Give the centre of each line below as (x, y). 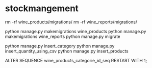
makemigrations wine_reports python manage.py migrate (63, 36)
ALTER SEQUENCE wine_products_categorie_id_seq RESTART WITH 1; (76, 60)
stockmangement (42, 8)
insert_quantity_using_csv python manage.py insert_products (67, 51)
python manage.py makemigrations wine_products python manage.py (76, 31)
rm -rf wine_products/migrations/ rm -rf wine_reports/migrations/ (71, 22)
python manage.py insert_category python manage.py (60, 46)
